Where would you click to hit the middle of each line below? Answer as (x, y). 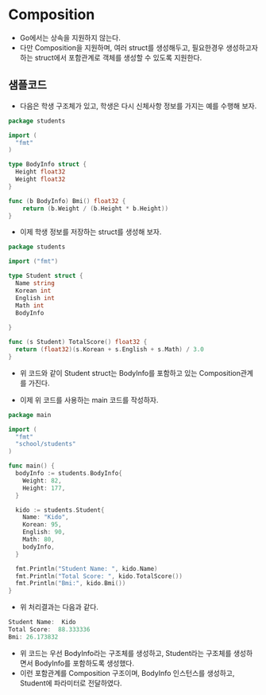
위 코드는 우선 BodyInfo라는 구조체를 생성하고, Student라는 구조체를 (125, 653)
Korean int (33, 291)
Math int (30, 305)
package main (30, 415)
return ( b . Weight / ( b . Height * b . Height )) (96, 209)
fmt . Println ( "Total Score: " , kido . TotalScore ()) (99, 576)
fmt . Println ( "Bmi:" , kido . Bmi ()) (71, 584)
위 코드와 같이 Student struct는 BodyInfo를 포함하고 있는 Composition (130, 373)
